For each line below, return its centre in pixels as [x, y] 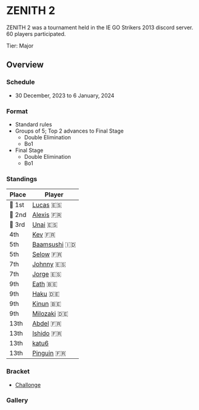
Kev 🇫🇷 [44, 235]
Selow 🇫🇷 [47, 254]
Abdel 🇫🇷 [47, 324]
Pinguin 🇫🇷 [49, 353]
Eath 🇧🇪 [45, 284]
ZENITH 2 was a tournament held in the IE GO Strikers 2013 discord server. [100, 27]
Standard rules [34, 124]
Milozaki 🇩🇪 [50, 314]
